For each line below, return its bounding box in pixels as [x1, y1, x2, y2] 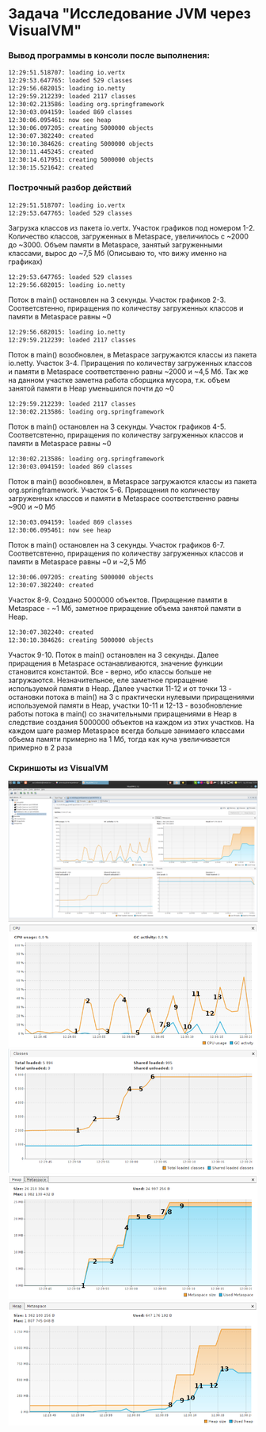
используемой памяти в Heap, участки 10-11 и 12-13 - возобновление [8, 701, 243, 710]
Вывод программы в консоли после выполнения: [8, 50, 210, 61]
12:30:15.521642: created [8, 164, 93, 172]
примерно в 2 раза [8, 743, 73, 752]
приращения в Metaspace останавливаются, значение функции [8, 659, 223, 668]
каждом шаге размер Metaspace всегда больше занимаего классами [8, 726, 245, 735]
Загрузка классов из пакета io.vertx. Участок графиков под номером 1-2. [8, 223, 256, 232]
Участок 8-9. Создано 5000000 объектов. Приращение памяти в [8, 595, 228, 605]
